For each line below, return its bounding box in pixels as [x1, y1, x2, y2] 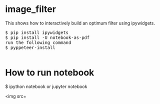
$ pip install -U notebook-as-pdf [5, 34, 90, 40]
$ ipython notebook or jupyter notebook [5, 83, 87, 89]
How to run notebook [5, 67, 94, 78]
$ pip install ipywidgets [5, 29, 69, 35]
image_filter [5, 3, 56, 15]
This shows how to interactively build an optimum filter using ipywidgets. [5, 20, 155, 26]
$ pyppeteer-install [5, 44, 56, 50]
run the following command [5, 39, 71, 45]
